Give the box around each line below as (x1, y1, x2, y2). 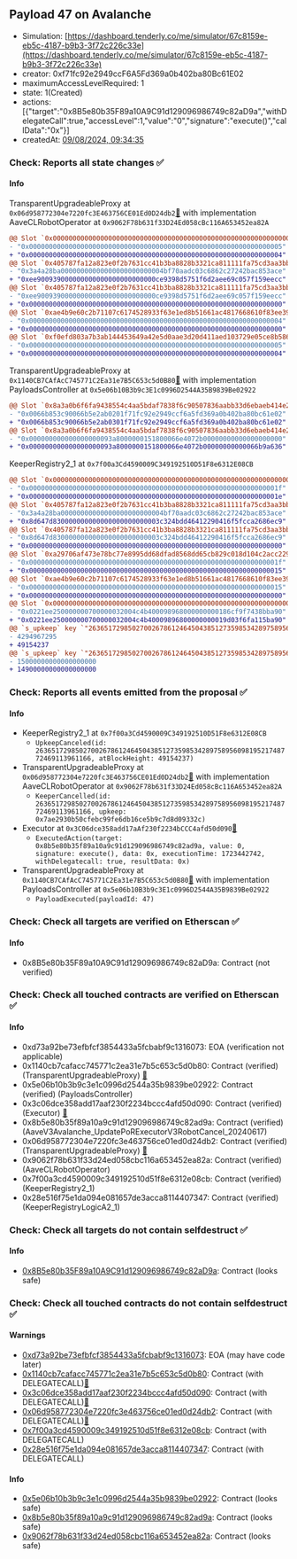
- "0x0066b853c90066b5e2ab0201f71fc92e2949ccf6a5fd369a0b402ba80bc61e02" (9, 409, 287, 418)
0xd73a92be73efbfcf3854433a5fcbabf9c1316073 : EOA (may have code (21, 1349, 286, 1360)
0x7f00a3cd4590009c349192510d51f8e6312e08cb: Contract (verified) (21, 1173, 282, 1184)
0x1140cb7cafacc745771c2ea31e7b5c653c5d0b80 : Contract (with (21, 1368, 263, 1379)
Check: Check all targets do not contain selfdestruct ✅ (9, 1223, 248, 1236)
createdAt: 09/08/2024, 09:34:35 (21, 134, 144, 144)
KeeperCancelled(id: (34, 792, 111, 801)
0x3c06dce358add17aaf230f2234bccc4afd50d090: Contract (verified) (21, 1098, 283, 1109)
